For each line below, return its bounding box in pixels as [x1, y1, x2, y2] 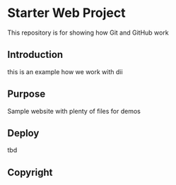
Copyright [7, 166, 53, 178]
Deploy [7, 127, 40, 139]
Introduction [7, 49, 64, 61]
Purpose [7, 88, 46, 100]
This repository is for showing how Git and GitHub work [7, 28, 169, 37]
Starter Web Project [7, 5, 126, 21]
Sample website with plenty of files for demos [7, 107, 141, 115]
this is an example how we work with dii [7, 67, 123, 76]
